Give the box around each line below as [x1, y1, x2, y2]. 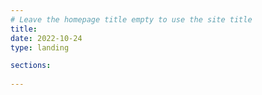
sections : [10, 61, 52, 71]
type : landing [10, 42, 70, 53]
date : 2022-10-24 [10, 33, 83, 43]
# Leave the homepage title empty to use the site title [10, 14, 253, 25]
